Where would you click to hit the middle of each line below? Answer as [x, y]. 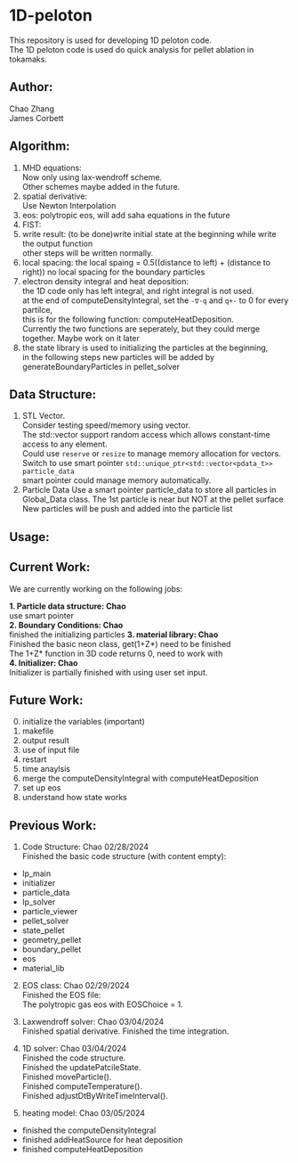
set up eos [41, 788]
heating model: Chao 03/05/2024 [83, 1113]
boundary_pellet [52, 949]
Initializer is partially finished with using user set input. [109, 672]
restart [34, 759]
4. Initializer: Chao [44, 663]
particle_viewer [50, 912]
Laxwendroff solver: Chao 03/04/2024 [93, 1022]
